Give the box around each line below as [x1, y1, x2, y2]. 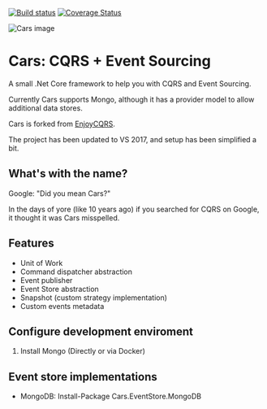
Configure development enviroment [8, 324, 193, 338]
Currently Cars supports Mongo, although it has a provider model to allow [8, 94, 255, 104]
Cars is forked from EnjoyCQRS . [8, 119, 115, 128]
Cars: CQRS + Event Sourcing [8, 52, 211, 71]
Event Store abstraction [19, 284, 99, 294]
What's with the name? [8, 167, 128, 181]
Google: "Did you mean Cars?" [8, 188, 111, 198]
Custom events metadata [19, 301, 105, 311]
